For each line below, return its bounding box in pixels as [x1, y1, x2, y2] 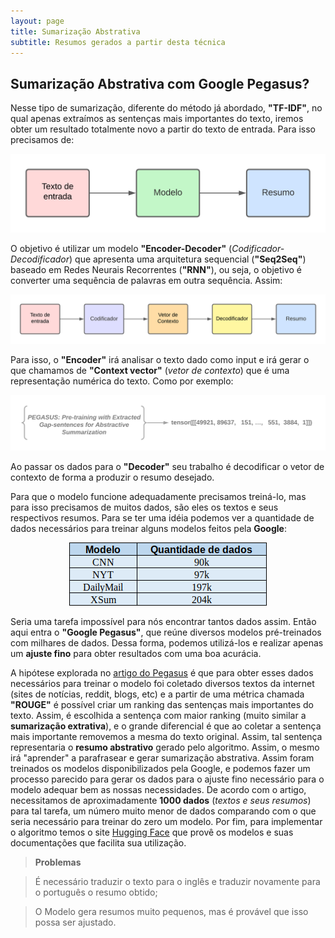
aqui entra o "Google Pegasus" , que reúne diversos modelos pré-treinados [10, 626, 322, 639]
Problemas [34, 856, 82, 869]
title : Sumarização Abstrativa [10, 26, 141, 37]
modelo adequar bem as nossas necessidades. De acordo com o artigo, [10, 784, 307, 796]
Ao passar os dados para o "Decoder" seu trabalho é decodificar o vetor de [10, 461, 325, 473]
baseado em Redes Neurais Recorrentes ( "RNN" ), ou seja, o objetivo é [10, 264, 302, 276]
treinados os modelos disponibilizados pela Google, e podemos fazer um [10, 763, 311, 775]
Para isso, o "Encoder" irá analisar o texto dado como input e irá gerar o [10, 353, 310, 365]
